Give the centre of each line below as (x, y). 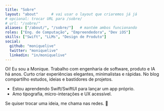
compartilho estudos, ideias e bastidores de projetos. (59, 79)
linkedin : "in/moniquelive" (38, 55)
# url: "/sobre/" (23, 23)
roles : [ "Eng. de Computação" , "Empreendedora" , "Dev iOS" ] (68, 32)
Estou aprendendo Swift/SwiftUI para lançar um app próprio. (73, 89)
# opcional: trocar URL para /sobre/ (44, 19)
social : (13, 42)
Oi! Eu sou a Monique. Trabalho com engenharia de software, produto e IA (80, 69)
